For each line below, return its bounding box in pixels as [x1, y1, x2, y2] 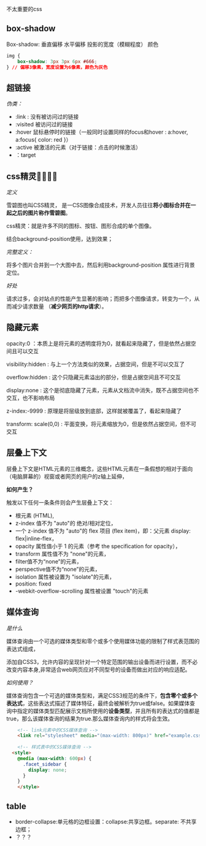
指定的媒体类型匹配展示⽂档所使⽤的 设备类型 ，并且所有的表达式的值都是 [17, 707, 200, 714]
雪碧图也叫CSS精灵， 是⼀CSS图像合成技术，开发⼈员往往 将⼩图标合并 [6, 202, 186, 209]
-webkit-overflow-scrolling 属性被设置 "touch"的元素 [15, 587, 149, 595]
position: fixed [15, 580, 51, 587]
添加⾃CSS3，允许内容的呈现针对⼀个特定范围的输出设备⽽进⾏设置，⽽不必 [6, 658, 198, 665]
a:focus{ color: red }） [15, 136, 72, 143]
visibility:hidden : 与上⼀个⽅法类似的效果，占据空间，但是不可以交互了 [6, 360, 185, 368]
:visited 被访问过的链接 [15, 121, 73, 128]
